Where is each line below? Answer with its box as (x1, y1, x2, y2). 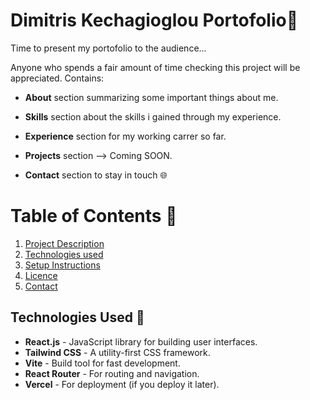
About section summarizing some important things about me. (24, 91, 279, 103)
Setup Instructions (24, 259, 101, 271)
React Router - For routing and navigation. (24, 367, 200, 379)
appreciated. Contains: (10, 72, 105, 84)
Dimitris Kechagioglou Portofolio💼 (10, 9, 299, 32)
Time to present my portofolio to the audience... (10, 42, 207, 54)
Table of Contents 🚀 (10, 205, 178, 228)
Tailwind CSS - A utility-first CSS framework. (24, 346, 211, 358)
